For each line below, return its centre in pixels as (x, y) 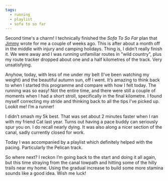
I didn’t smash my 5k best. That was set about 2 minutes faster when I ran (82, 117)
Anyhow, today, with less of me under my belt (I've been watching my (77, 75)
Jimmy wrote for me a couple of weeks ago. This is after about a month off (82, 44)
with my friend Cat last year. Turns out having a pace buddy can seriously (82, 122)
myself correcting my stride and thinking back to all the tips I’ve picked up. (82, 102)
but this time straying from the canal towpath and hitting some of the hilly (81, 163)
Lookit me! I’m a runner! (30, 107)
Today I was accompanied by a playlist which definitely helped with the (79, 142)
